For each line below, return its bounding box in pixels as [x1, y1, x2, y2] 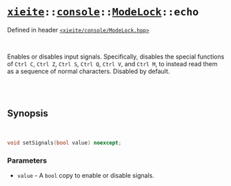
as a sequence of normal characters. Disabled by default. [7, 67, 170, 75]
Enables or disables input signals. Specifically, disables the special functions [7, 52, 225, 61]
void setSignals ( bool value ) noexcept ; [7, 139, 122, 146]
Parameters [7, 156, 47, 165]
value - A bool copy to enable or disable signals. [17, 171, 154, 179]
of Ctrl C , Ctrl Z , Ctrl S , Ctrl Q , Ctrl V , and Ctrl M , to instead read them [7, 59, 218, 68]
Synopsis [7, 107, 48, 119]
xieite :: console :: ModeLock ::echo [7, 6, 199, 19]
